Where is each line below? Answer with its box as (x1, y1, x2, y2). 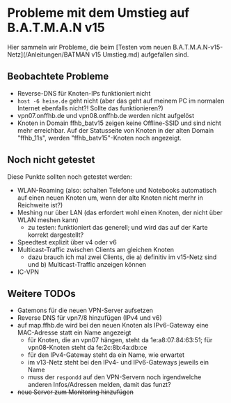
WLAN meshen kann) (17, 215, 79, 224)
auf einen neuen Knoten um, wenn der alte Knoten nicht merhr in (17, 193, 203, 202)
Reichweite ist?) (17, 200, 63, 209)
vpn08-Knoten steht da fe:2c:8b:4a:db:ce (27, 344, 148, 352)
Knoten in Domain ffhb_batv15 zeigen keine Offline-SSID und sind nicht (17, 119, 221, 127)
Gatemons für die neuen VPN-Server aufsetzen (17, 306, 154, 315)
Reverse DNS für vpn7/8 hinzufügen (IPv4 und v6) (17, 314, 162, 322)
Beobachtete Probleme (7, 71, 109, 82)
